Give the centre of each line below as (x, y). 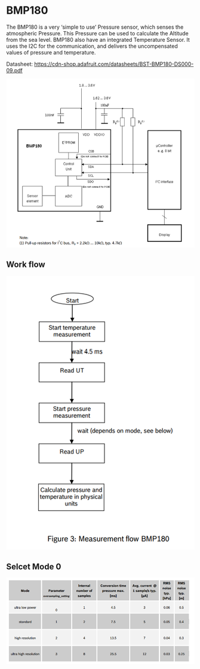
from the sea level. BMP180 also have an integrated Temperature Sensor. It (98, 39)
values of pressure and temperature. (51, 52)
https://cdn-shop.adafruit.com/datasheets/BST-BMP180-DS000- (114, 64)
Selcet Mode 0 (34, 566)
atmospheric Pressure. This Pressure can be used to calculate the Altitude (98, 33)
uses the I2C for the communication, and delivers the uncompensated (92, 46)
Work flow (26, 265)
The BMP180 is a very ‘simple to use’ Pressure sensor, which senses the (95, 27)
